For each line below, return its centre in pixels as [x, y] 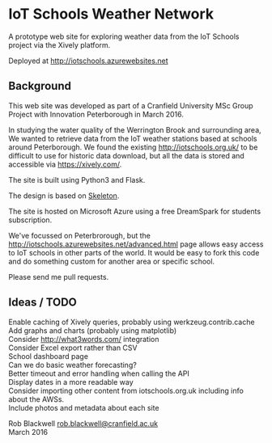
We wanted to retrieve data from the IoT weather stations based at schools [133, 138]
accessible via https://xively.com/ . [65, 164]
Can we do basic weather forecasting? [73, 365]
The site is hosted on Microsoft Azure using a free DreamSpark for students [135, 211]
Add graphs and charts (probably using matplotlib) [92, 330]
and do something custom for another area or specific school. [112, 261]
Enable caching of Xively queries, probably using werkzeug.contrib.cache [132, 322]
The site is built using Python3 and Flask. [77, 179]
